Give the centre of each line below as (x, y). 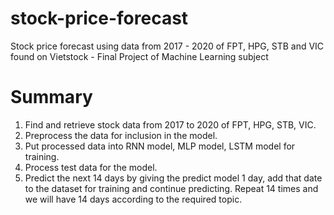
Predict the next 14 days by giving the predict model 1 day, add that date (173, 178)
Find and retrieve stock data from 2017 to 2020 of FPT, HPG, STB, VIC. (170, 124)
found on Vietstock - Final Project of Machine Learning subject (139, 56)
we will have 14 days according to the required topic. (133, 199)
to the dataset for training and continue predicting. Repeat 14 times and (171, 188)
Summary (51, 97)
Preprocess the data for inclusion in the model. (121, 135)
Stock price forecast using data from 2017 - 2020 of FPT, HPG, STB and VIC (167, 46)
